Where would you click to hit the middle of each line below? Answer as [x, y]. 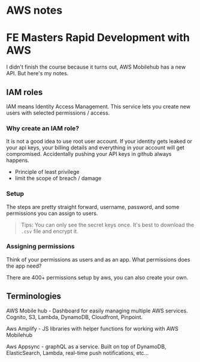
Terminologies [34, 296]
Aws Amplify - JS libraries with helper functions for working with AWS [92, 329]
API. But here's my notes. [37, 73]
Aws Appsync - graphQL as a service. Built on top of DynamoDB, [86, 346]
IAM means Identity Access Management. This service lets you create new [98, 106]
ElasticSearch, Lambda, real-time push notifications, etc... [78, 352]
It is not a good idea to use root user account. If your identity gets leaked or [99, 142]
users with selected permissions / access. [58, 113]
